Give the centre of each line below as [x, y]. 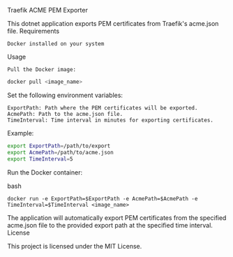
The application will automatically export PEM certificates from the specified [117, 218]
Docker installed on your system [56, 44]
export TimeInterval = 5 [40, 159]
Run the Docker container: [45, 172]
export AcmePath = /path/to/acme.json [60, 152]
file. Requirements [33, 31]
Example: [21, 133]
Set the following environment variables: [65, 95]
